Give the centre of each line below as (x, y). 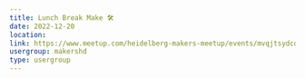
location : (28, 35)
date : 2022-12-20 (42, 26)
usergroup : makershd (49, 52)
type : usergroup (40, 60)
